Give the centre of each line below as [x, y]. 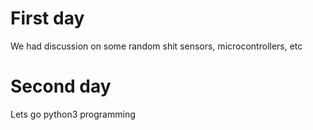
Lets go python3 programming [73, 114]
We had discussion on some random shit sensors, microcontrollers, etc [156, 46]
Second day [61, 86]
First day [47, 18]
